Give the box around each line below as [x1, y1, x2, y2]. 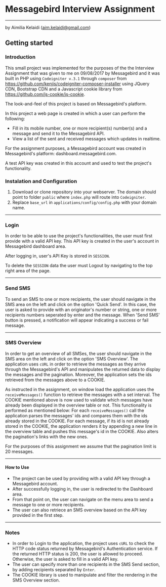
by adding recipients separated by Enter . [12, 567, 96, 573]
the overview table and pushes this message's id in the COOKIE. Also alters [5, 428, 159, 434]
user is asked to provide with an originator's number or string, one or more [5, 307, 157, 313]
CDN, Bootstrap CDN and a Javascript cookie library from [5, 86, 123, 92]
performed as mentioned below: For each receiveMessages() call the [5, 407, 144, 413]
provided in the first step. [12, 512, 64, 518]
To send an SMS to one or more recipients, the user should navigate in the [5, 296, 156, 302]
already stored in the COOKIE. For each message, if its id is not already [5, 418, 150, 424]
